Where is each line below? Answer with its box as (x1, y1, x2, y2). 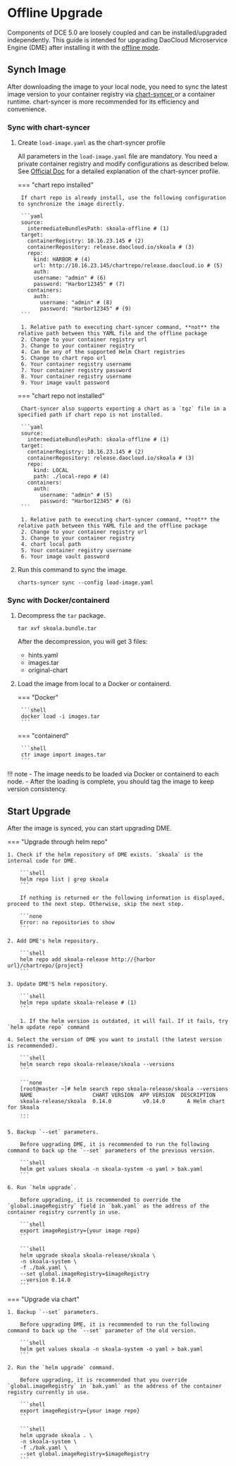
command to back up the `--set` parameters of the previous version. (7, 1147, 216, 1155)
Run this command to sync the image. (17, 566, 128, 574)
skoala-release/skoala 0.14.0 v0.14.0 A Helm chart (20, 1098, 225, 1105)
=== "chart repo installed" (17, 181, 94, 190)
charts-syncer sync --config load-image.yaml (17, 579, 154, 586)
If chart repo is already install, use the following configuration (20, 194, 227, 201)
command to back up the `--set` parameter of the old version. (7, 1327, 197, 1334)
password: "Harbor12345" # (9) (39, 305, 132, 313)
